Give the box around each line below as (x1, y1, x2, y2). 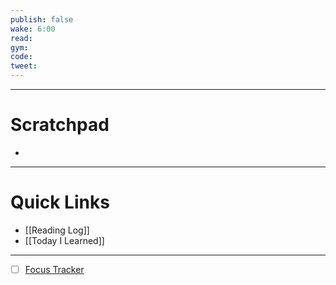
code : (10, 52, 33, 62)
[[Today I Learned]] (24, 234, 105, 246)
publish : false (10, 14, 74, 25)
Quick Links (10, 191, 110, 214)
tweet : (10, 61, 38, 71)
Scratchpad (10, 114, 110, 136)
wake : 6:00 (10, 24, 56, 34)
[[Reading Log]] (24, 224, 90, 236)
